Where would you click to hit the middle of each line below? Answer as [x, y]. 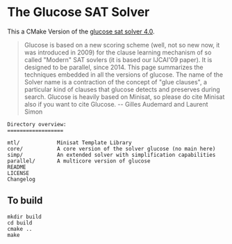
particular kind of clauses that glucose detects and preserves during [122, 89]
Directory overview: [37, 124]
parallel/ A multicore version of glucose [79, 161]
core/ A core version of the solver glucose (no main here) [111, 148]
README [17, 167]
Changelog [22, 179]
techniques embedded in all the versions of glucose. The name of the [124, 75]
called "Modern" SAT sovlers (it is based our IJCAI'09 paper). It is [118, 59]
